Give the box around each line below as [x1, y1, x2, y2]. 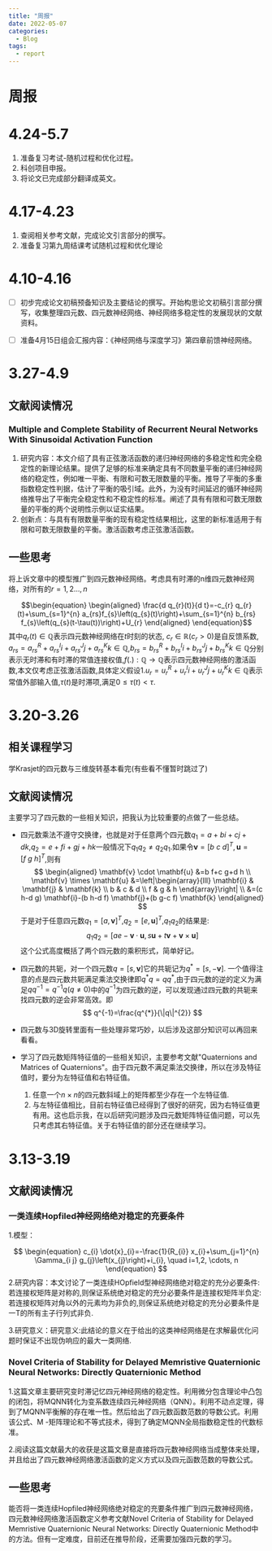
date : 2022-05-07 [8, 20, 67, 28]
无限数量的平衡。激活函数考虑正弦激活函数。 [48, 524, 199, 534]
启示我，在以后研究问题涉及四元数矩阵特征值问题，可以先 [67, 1111, 261, 1120]
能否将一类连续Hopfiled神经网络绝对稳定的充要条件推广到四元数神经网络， [8, 1504, 258, 1514]
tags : [8, 42, 27, 50]
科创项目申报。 [19, 164, 71, 173]
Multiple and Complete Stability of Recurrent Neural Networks [8, 423, 258, 435]
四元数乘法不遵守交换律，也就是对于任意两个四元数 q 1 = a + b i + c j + [19, 830, 248, 842]
